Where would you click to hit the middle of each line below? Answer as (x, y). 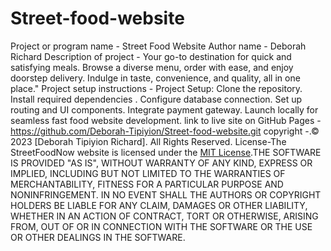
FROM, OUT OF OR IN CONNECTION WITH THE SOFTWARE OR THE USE (161, 226)
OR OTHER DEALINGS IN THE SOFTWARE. (98, 237)
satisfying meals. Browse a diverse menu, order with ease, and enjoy (152, 67)
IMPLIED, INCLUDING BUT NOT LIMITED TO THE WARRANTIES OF (148, 173)
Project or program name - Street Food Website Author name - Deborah (158, 46)
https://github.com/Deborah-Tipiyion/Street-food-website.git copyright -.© (165, 131)
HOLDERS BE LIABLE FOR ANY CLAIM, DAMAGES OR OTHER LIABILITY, (159, 205)
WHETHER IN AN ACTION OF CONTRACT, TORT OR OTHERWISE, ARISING (164, 216)
